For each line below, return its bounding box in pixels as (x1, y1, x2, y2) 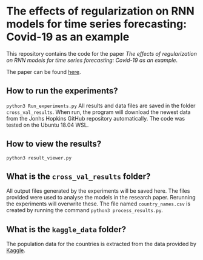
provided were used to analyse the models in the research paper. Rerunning (6, 194, 196, 201)
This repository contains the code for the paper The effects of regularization (6, 50, 197, 57)
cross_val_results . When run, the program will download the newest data (6, 108, 191, 116)
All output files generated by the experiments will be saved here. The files (6, 187, 190, 195)
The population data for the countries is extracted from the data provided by (6, 241, 197, 248)
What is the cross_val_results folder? (6, 171, 151, 181)
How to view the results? (6, 139, 102, 149)
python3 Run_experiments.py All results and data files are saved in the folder (6, 102, 196, 109)
